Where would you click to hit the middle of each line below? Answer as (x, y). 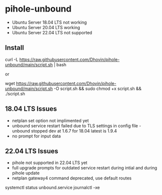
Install (15, 48)
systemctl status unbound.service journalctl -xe (52, 188)
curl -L (12, 60)
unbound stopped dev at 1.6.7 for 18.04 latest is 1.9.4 (64, 131)
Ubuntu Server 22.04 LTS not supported (52, 32)
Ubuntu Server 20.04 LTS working (46, 27)
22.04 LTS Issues (32, 151)
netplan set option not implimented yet (50, 120)
